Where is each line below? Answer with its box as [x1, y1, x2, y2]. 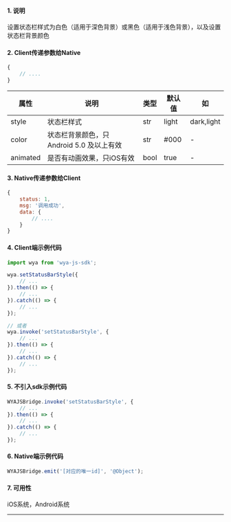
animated [10, 153, 41, 163]
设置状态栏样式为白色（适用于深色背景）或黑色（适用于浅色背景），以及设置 [7, 23, 221, 31]
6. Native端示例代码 [7, 452, 64, 460]
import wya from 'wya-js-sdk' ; [7, 259, 97, 266]
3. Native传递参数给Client [7, 174, 81, 182]
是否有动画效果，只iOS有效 [47, 153, 135, 163]
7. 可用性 [7, 484, 32, 492]
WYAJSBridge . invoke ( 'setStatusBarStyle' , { [7, 398, 134, 405]
